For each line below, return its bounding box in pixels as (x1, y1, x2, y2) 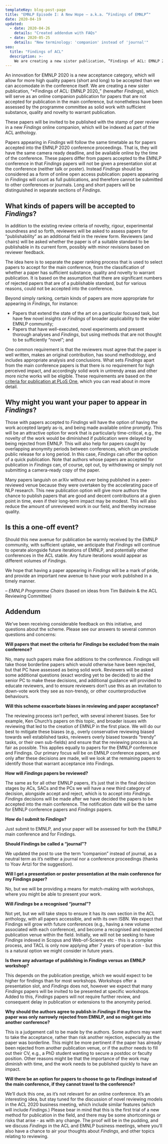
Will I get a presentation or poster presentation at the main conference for (5, 870, 161, 876)
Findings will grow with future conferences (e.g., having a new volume (5, 921, 150, 927)
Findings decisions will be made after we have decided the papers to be (5, 795, 153, 801)
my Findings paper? (5, 876, 47, 882)
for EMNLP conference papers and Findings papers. (5, 806, 112, 812)
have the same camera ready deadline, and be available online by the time (5, 150, 158, 156)
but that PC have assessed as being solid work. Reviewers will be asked (5, 666, 153, 672)
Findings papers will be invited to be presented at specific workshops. (5, 988, 150, 994)
